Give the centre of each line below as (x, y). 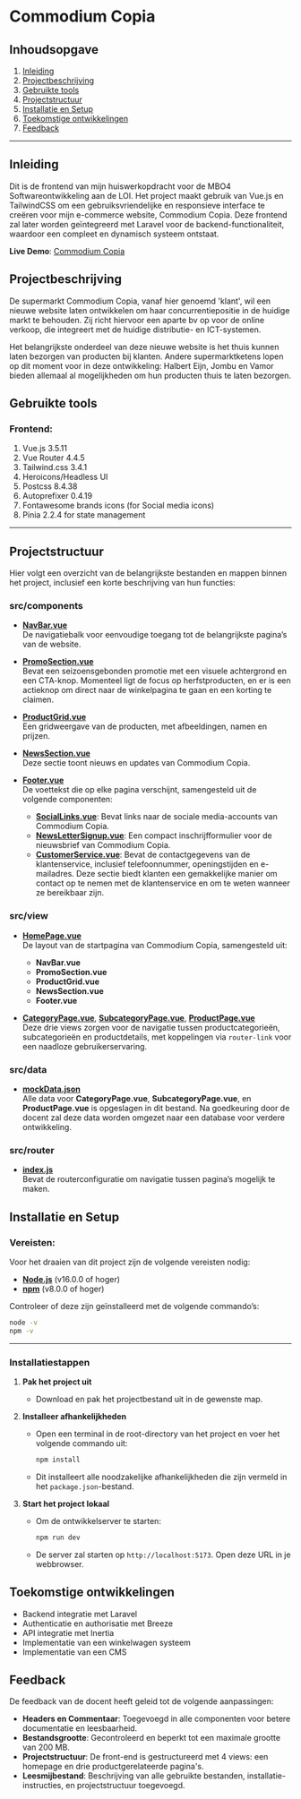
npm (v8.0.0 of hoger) (63, 1289)
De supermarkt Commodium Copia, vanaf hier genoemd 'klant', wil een (140, 301)
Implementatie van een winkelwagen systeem (106, 1642)
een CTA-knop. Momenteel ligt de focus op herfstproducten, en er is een (156, 681)
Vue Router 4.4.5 (53, 458)
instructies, (43, 1786)
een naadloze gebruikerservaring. (85, 1046)
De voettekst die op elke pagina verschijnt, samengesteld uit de (139, 790)
